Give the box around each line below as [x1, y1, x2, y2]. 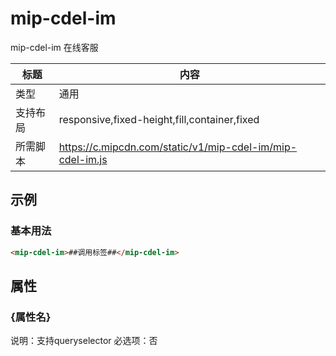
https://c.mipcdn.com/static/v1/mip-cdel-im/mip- [58, 140, 298, 154]
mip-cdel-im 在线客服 [10, 41, 99, 53]
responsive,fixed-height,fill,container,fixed [58, 112, 260, 126]
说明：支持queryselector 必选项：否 [10, 335, 158, 347]
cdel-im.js [58, 152, 108, 166]
